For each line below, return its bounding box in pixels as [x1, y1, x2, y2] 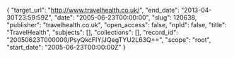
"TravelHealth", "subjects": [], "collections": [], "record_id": [6, 28, 178, 36]
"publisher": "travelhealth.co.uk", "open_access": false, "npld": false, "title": [6, 21, 227, 29]
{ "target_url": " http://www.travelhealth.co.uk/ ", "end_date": [6, 6, 180, 14]
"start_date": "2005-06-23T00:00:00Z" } [6, 43, 127, 51]
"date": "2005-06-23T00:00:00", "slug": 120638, [54, 13, 197, 22]
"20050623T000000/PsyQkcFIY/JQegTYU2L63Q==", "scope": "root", [6, 36, 211, 44]
